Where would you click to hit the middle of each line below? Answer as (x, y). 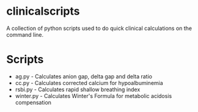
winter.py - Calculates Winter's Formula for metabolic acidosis (94, 95)
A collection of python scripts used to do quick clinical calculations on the (99, 28)
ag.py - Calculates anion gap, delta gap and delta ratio (84, 76)
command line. (25, 34)
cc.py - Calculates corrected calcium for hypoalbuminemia (89, 83)
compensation (33, 102)
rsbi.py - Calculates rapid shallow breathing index (78, 89)
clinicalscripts (43, 11)
